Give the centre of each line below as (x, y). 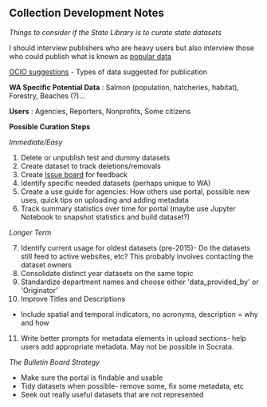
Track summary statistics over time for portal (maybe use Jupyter (128, 208)
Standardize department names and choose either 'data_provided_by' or (139, 282)
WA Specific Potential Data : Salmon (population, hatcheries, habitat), (124, 87)
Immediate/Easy (36, 142)
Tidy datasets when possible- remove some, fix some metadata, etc (132, 385)
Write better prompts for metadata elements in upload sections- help (133, 338)
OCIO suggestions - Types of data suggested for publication (108, 72)
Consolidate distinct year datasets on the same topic (107, 273)
